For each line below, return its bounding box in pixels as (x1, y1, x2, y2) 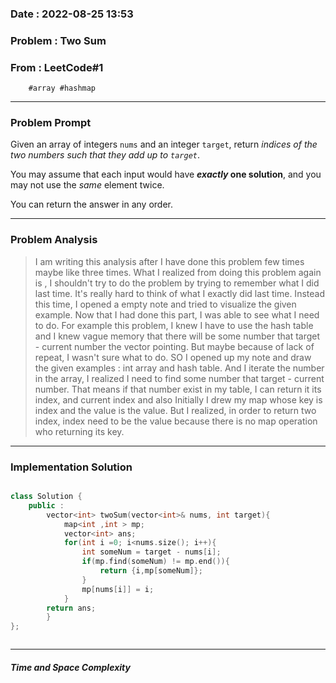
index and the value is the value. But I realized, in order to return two (34, 404, 317, 416)
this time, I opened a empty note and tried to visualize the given (34, 298, 297, 310)
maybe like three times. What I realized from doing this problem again (34, 266, 322, 278)
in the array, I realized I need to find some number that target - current (34, 372, 325, 384)
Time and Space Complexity (10, 661, 131, 673)
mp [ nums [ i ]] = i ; (81, 584, 155, 594)
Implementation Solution (10, 460, 133, 474)
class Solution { (10, 492, 83, 502)
